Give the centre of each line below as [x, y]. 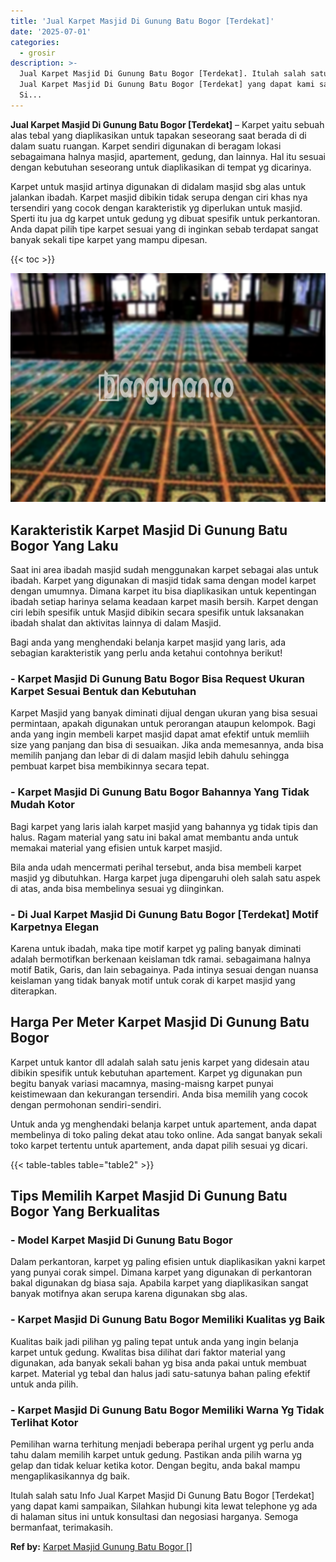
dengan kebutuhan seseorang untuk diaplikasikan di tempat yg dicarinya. [161, 167]
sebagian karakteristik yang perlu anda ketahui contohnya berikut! [146, 653]
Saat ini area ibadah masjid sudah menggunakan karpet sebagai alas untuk [164, 570]
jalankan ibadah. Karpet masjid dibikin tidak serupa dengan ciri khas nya [159, 197]
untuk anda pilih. [44, 1384]
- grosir [37, 53]
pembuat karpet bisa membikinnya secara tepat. [110, 766]
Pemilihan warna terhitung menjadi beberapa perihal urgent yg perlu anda [162, 1444]
